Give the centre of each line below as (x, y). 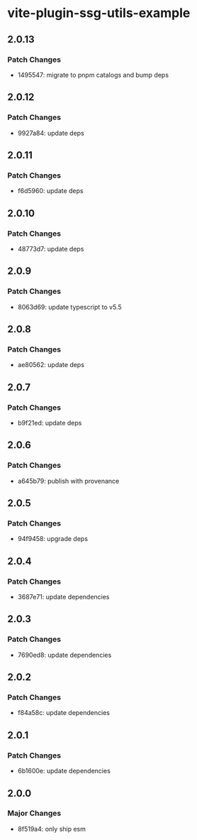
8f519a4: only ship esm (52, 829)
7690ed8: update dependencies (64, 655)
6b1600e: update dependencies (64, 771)
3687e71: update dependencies (63, 597)
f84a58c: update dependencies (63, 713)
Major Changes (34, 813)
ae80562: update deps (51, 365)
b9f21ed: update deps (50, 423)
